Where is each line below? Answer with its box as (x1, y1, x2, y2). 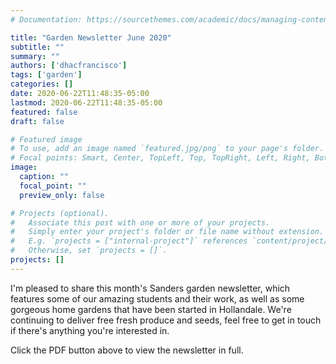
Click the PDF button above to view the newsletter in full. (10, 344, 244, 356)
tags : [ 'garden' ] (10, 70, 83, 80)
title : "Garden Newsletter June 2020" (10, 32, 172, 43)
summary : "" (10, 51, 60, 61)
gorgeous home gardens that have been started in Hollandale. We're (10, 303, 292, 315)
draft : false (10, 116, 65, 126)
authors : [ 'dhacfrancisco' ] (10, 61, 128, 71)
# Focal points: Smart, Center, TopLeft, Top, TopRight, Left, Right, (10, 153, 311, 163)
